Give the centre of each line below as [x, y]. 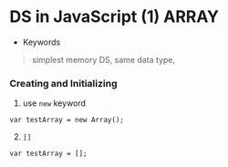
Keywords [41, 42]
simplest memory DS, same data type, [104, 59]
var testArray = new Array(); [67, 120]
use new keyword [54, 103]
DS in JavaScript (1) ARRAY [114, 17]
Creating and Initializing [63, 83]
